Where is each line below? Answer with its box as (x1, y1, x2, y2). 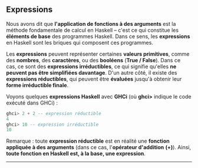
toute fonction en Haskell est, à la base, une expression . (6, 150, 146, 157)
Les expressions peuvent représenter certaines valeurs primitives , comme (6, 50, 190, 58)
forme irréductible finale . (6, 82, 69, 89)
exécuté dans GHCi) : (6, 99, 58, 106)
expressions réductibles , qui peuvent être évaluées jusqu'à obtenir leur (6, 75, 182, 82)
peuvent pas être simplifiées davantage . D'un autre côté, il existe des (6, 69, 177, 76)
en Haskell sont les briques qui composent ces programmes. (6, 39, 153, 46)
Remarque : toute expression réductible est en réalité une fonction (6, 137, 170, 145)
